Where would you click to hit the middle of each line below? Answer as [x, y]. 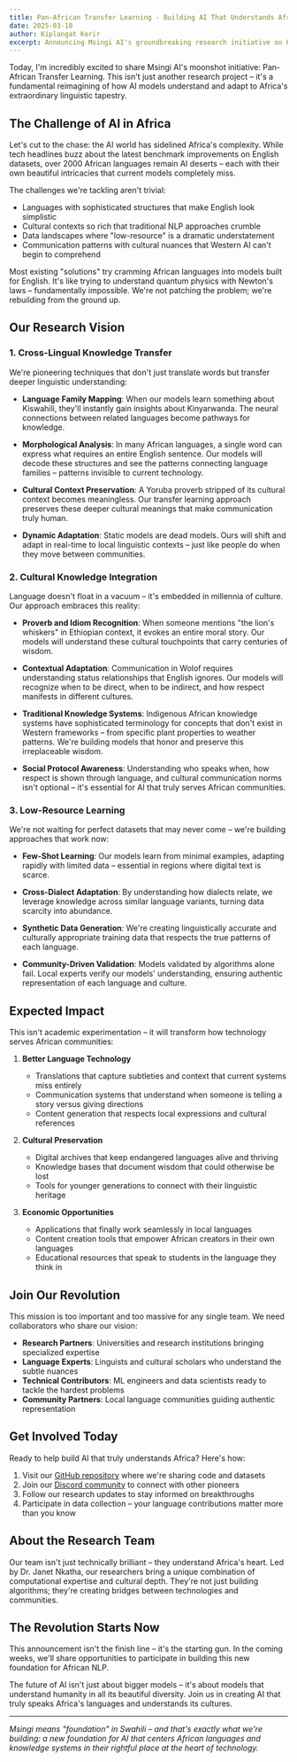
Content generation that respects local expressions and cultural [151, 1114]
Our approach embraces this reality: [75, 606]
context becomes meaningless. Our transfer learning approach [137, 499]
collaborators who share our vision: [73, 1325]
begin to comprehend [61, 254]
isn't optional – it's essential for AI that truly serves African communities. [154, 787]
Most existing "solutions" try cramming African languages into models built [146, 272]
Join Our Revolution [65, 1295]
